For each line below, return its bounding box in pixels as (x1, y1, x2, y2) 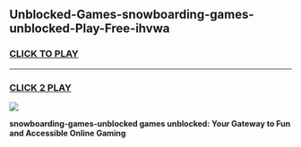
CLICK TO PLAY (9, 48, 79, 61)
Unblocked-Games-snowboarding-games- (9, 7, 254, 22)
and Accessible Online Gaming (9, 127, 126, 138)
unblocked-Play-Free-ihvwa (9, 21, 170, 37)
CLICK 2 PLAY (9, 81, 72, 94)
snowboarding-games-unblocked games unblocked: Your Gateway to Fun (9, 118, 291, 128)
